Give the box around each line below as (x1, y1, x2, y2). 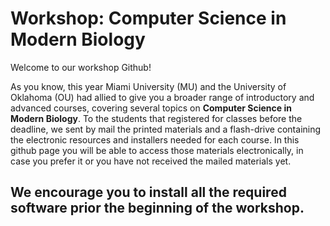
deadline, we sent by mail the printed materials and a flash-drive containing (10, 123, 322, 135)
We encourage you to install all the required (10, 184, 287, 201)
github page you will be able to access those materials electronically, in (10, 144, 304, 156)
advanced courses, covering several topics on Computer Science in (10, 102, 292, 114)
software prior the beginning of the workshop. (10, 200, 305, 217)
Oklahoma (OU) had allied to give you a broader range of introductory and (10, 91, 315, 103)
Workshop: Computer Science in (10, 7, 287, 30)
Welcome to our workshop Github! (10, 61, 152, 73)
